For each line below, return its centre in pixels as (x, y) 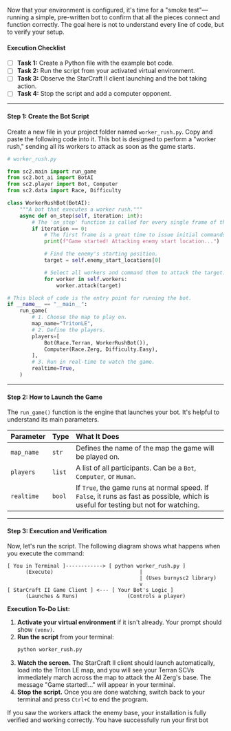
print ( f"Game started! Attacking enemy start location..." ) (132, 241)
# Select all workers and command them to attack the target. (135, 272)
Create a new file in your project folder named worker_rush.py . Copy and (110, 132)
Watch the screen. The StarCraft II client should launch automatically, (116, 663)
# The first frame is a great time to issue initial (121, 235)
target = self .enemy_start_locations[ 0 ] (102, 260)
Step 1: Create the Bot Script (48, 116)
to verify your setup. (36, 32)
